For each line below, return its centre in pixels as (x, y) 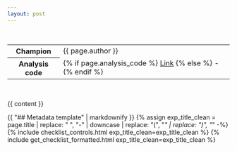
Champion (34, 51)
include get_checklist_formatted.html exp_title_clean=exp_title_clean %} (112, 139)
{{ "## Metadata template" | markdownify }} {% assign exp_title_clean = (112, 117)
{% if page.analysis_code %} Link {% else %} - (141, 63)
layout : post (26, 14)
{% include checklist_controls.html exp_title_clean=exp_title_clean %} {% (114, 132)
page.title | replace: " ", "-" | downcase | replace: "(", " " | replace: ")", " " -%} (118, 124)
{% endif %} (83, 72)
